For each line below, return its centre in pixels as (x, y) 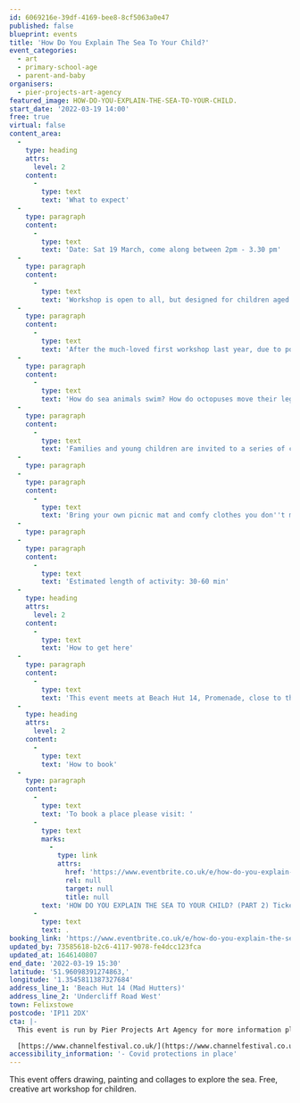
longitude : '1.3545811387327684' (71, 980)
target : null (90, 889)
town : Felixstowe (42, 1005)
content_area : (36, 134)
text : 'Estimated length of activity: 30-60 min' (135, 582)
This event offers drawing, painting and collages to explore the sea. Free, (144, 1080)
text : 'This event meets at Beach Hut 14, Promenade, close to (161, 698)
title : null (87, 897)
